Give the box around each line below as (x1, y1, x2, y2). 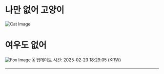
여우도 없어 (5, 40, 47, 51)
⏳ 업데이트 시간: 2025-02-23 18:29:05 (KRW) (31, 57, 121, 63)
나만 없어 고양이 (5, 4, 64, 16)
